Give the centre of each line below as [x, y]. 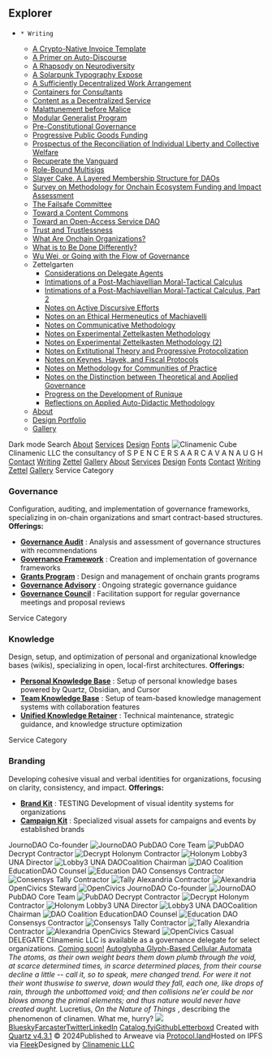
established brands [52, 829]
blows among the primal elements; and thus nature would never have [125, 1000]
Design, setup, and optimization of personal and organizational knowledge [133, 656]
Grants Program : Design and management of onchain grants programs [140, 577]
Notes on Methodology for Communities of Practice [131, 368]
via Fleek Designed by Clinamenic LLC [72, 1044]
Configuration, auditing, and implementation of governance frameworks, [129, 509]
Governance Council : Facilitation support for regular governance [130, 594]
